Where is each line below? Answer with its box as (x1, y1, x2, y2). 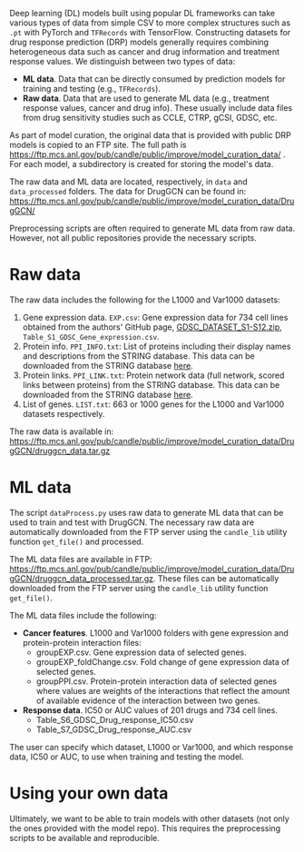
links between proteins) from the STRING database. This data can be (22, 379, 280, 390)
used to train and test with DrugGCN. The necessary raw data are (9, 517, 255, 528)
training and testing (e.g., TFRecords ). (22, 84, 162, 94)
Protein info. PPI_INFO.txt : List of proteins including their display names (22, 341, 291, 352)
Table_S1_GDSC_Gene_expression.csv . (22, 331, 161, 342)
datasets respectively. (22, 408, 105, 419)
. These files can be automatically (152, 572, 279, 584)
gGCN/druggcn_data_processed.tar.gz (9, 572, 154, 584)
